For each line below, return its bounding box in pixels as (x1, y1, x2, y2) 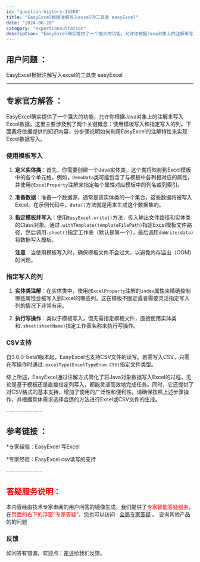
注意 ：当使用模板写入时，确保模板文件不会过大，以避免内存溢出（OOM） (14, 249, 192, 256)
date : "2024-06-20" (6, 20, 55, 26)
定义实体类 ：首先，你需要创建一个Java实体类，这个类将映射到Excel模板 (14, 166, 192, 173)
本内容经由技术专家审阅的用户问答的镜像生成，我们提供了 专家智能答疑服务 (6, 504, 189, 511)
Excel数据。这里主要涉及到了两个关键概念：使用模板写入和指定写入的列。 (6, 120, 186, 127)
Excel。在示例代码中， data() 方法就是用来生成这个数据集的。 (14, 201, 165, 208)
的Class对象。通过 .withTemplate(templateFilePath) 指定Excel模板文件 (14, 221, 187, 229)
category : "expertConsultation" (6, 25, 86, 32)
